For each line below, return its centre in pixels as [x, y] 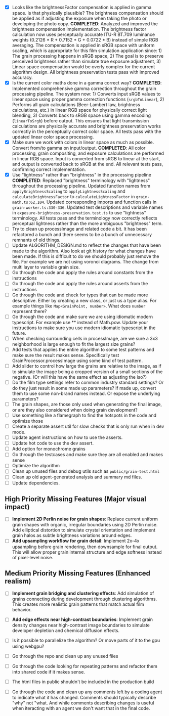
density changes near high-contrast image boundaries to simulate [81, 625]
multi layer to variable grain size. [46, 267]
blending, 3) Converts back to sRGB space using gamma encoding [81, 115]
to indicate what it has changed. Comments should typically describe [84, 697]
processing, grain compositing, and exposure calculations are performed [88, 153]
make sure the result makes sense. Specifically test [66, 355]
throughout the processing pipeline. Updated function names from [81, 186]
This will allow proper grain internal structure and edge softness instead [87, 552]
